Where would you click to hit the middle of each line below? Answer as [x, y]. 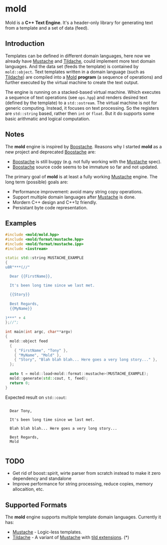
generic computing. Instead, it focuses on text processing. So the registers [82, 108]
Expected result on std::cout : [36, 397]
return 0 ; [20, 383]
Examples [21, 223]
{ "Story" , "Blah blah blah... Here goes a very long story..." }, [86, 360]
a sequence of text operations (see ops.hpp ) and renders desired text [76, 97]
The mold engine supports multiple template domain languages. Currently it [83, 517]
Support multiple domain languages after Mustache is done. [74, 197]
